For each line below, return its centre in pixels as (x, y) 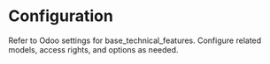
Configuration (61, 16)
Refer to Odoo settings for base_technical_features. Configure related (135, 40)
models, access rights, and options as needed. (93, 49)
